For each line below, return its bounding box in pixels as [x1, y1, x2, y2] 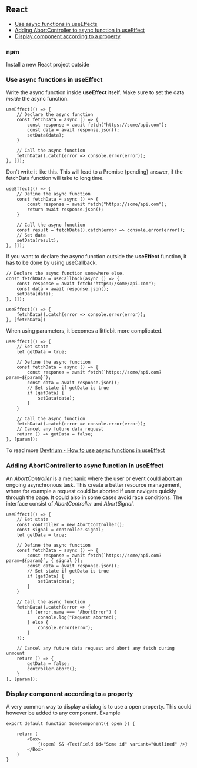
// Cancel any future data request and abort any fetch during [16, 645, 175, 651]
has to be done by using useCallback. [6, 259, 98, 267]
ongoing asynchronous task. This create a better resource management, [6, 481, 182, 488]
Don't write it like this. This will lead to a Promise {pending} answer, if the [6, 168, 183, 175]
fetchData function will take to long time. [6, 175, 104, 182]
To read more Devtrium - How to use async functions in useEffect [6, 447, 165, 454]
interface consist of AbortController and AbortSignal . [6, 500, 134, 507]
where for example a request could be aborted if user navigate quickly [6, 487, 176, 494]
